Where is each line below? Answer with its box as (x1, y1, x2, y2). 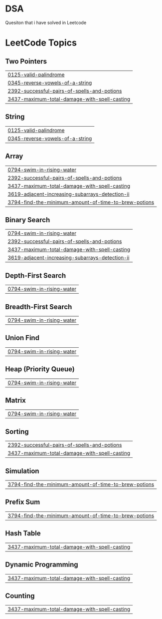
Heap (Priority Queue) (5, 365, 75, 373)
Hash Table (5, 529, 41, 538)
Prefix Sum (5, 498, 40, 506)
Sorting (5, 427, 29, 436)
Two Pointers (5, 57, 47, 66)
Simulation (5, 466, 39, 475)
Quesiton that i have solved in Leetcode (5, 20, 87, 26)
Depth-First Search (5, 271, 66, 280)
